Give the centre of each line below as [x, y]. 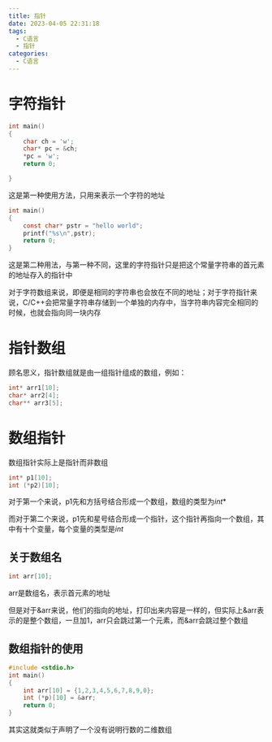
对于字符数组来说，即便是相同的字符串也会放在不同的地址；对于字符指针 [129, 293]
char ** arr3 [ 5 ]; [36, 403]
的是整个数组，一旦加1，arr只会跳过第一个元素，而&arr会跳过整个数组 [132, 621]
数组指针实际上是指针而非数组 [58, 462]
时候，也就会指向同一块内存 [55, 313]
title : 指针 [27, 16]
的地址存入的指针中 [41, 275]
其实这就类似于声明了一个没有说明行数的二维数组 [90, 730]
